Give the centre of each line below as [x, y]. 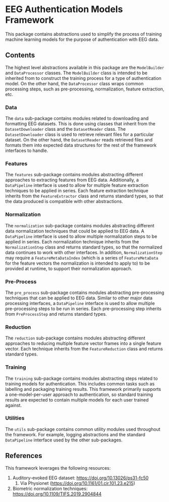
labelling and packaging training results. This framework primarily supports [83, 389]
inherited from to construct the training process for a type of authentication [83, 78]
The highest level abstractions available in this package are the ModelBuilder [85, 67]
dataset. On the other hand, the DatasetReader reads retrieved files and [79, 140]
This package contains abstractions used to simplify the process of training [83, 34]
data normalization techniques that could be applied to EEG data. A [75, 231]
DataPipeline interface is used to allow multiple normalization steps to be [81, 236]
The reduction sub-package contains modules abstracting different [75, 338]
